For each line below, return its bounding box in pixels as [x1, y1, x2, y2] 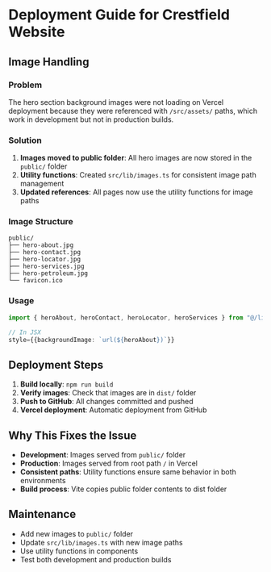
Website [8, 23, 65, 41]
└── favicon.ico [8, 277, 63, 285]
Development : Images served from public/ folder [19, 450, 186, 460]
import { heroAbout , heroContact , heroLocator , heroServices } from [8, 313, 244, 322]
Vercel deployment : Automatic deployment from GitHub [19, 405, 207, 415]
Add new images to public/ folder [19, 528, 134, 538]
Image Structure [8, 216, 74, 228]
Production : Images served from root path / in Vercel [19, 458, 198, 469]
